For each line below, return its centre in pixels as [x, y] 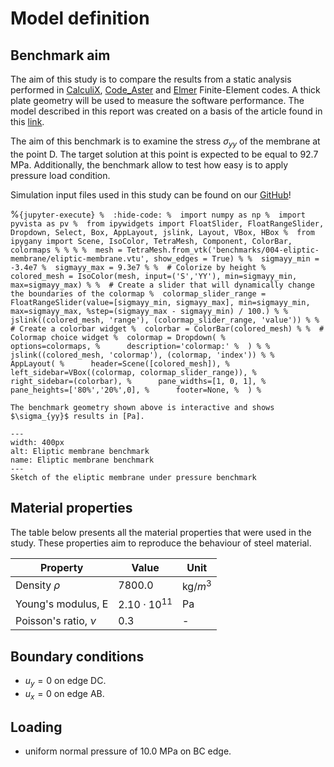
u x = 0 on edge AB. [64, 694]
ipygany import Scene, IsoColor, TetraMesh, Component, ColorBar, [151, 241]
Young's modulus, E [62, 604]
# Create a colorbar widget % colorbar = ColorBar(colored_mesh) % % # [167, 328]
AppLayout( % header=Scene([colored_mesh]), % [120, 363]
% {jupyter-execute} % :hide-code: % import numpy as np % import [158, 214]
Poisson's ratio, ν [56, 621]
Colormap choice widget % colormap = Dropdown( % [118, 337]
